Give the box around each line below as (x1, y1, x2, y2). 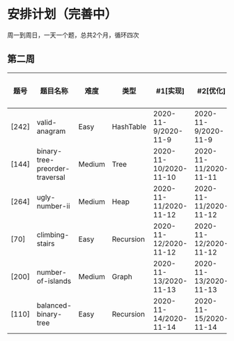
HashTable (111, 121, 147, 131)
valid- (36, 117, 57, 127)
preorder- (36, 163, 70, 173)
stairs (36, 238, 55, 248)
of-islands (36, 276, 72, 286)
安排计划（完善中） (7, 6, 118, 22)
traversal (36, 172, 65, 182)
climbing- (36, 229, 70, 239)
